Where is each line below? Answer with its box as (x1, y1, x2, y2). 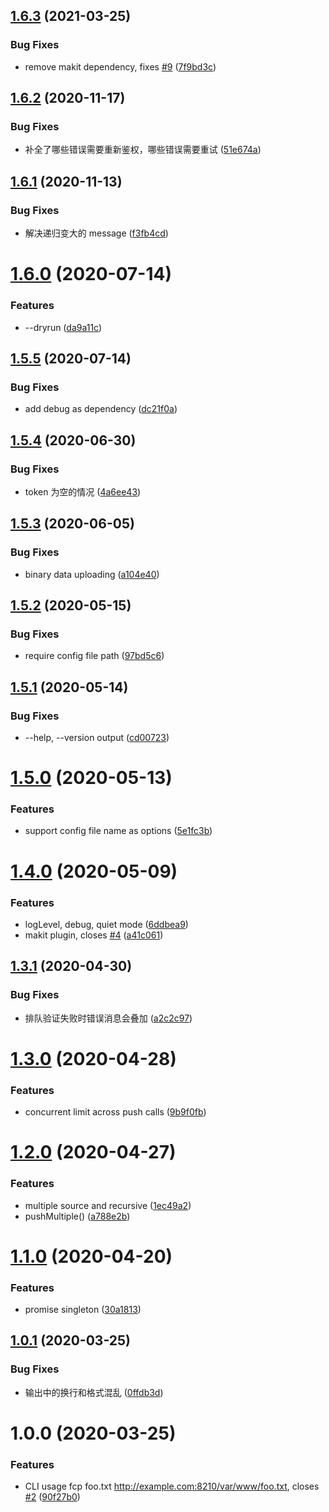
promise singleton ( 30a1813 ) (24, 1304, 142, 1316)
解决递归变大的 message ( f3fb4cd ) (24, 227, 169, 239)
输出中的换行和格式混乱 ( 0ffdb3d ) (24, 1386, 164, 1398)
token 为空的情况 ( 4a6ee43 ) (24, 485, 142, 498)
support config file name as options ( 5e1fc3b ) (24, 825, 213, 837)
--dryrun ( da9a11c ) (24, 321, 103, 333)
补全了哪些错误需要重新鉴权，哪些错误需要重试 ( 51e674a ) (24, 144, 262, 156)
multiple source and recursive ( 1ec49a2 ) (24, 1199, 192, 1211)
